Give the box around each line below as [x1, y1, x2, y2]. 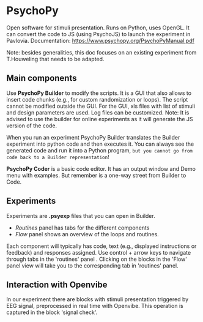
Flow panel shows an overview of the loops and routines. [15, 230, 159, 238]
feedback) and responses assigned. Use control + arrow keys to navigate [6, 249, 191, 256]
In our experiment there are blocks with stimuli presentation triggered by [6, 296, 189, 303]
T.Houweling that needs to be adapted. [6, 55, 105, 62]
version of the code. [6, 122, 57, 129]
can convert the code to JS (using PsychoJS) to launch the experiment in [6, 30, 191, 37]
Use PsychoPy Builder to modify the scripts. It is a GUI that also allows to [6, 89, 191, 97]
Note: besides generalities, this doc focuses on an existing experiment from [6, 48, 197, 56]
